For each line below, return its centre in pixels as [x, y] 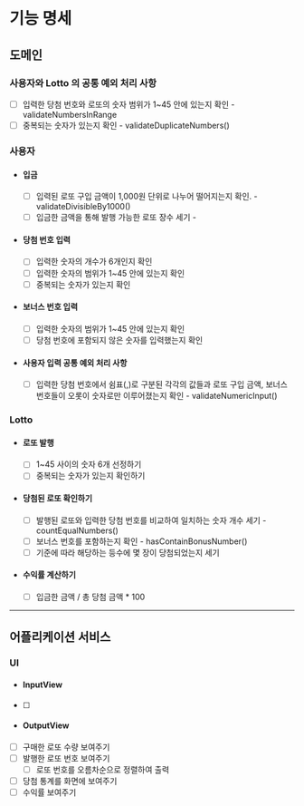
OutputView [46, 725]
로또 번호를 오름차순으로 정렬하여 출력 [103, 769]
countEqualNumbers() [77, 530]
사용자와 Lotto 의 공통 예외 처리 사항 [83, 83]
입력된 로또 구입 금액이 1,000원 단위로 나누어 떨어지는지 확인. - [147, 197]
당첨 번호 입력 [46, 239]
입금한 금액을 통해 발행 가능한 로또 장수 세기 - [116, 218]
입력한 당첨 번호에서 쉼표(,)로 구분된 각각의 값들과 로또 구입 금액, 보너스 [161, 384]
